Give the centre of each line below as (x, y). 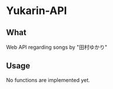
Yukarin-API (36, 11)
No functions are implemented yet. (48, 80)
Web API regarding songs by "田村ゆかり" (57, 47)
